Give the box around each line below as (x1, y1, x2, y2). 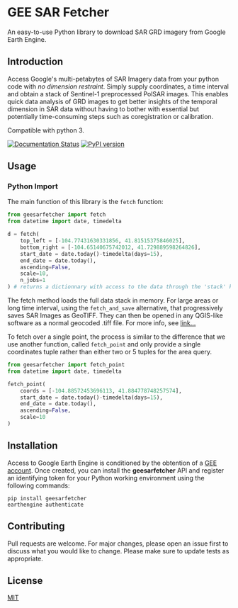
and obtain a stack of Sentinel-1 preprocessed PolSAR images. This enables (7, 89, 229, 98)
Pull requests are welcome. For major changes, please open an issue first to (7, 539, 229, 548)
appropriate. (7, 554, 44, 563)
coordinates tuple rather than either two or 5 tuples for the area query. (7, 348, 212, 356)
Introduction (7, 56, 64, 68)
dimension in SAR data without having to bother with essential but (7, 104, 200, 113)
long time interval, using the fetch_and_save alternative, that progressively (7, 304, 223, 313)
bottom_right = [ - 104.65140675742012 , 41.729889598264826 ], (20, 244, 201, 251)
